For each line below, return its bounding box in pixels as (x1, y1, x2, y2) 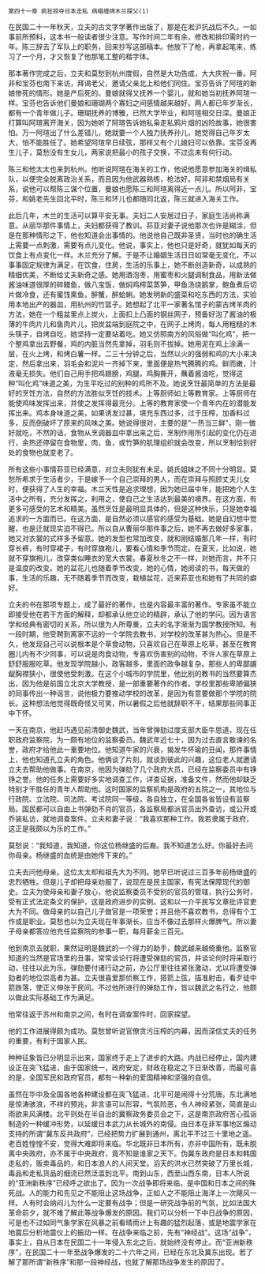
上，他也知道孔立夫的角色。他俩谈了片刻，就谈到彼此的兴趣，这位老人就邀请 (8, 755, 257, 764)
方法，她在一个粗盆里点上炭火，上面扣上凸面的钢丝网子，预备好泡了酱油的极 (8, 310, 257, 318)
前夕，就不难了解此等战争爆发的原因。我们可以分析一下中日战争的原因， (21, 1208, 257, 1217)
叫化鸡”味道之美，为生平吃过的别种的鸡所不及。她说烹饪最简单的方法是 (18, 378, 250, 388)
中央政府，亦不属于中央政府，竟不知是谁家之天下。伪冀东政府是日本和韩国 (14, 1148, 257, 1158)
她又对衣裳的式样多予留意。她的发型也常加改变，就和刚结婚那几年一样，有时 (8, 534, 257, 543)
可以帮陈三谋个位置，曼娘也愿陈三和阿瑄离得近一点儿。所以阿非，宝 (35, 184, 257, 194)
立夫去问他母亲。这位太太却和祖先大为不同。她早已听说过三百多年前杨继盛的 (8, 867, 257, 877)
